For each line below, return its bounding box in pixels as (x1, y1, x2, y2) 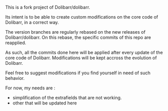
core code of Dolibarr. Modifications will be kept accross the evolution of (5, 55, 157, 61)
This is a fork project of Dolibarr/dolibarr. (5, 5, 90, 10)
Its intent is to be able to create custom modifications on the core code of (5, 14, 158, 20)
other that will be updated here (12, 100, 77, 106)
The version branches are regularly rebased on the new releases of (5, 29, 146, 35)
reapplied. (5, 40, 26, 46)
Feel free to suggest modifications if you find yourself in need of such (5, 70, 151, 76)
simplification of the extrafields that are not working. (12, 95, 122, 100)
